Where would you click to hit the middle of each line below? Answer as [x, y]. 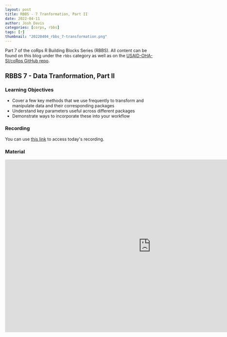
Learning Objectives [30, 90]
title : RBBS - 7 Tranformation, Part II [47, 14]
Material [15, 152]
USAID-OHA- [139, 55]
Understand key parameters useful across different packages [73, 111]
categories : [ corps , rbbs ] [32, 28]
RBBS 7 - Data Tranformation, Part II [60, 76]
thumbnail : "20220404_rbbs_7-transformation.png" [56, 37]
